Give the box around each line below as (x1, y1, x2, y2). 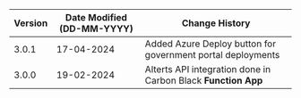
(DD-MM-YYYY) (59, 22, 134, 35)
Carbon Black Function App (144, 75, 263, 86)
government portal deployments (144, 49, 280, 61)
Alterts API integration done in (144, 63, 271, 75)
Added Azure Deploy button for (144, 37, 276, 50)
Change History (181, 17, 251, 29)
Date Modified (65, 12, 128, 23)
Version (13, 17, 48, 29)
